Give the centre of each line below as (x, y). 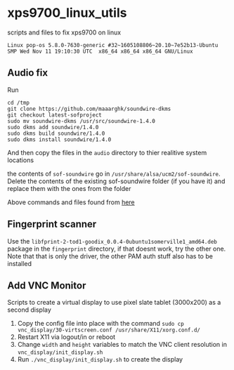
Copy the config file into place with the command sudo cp (100, 324)
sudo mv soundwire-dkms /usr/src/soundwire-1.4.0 (82, 121)
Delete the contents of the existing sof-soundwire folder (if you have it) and (116, 181)
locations (20, 160)
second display (29, 310)
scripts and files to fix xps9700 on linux (64, 32)
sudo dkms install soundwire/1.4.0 (59, 139)
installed (20, 263)
